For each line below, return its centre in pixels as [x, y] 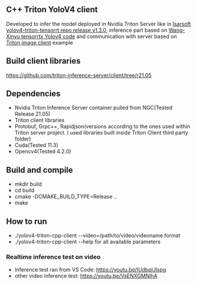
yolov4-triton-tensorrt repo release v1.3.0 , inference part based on [87, 30]
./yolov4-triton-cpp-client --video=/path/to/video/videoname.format [97, 236]
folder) [23, 139]
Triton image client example [40, 42]
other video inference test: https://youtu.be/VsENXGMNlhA [86, 276]
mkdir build [28, 184]
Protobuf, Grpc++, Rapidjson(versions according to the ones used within [102, 126]
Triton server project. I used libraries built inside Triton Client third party [101, 133]
